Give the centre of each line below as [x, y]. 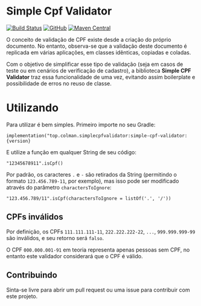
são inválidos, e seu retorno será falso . [55, 238]
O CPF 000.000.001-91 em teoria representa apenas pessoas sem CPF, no [98, 250]
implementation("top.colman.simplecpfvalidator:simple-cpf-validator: [97, 135]
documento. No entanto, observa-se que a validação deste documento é [97, 46]
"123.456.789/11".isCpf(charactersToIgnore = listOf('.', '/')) [89, 198]
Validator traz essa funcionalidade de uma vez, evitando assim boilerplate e [101, 77]
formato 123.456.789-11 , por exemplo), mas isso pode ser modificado [93, 181]
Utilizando [33, 108]
